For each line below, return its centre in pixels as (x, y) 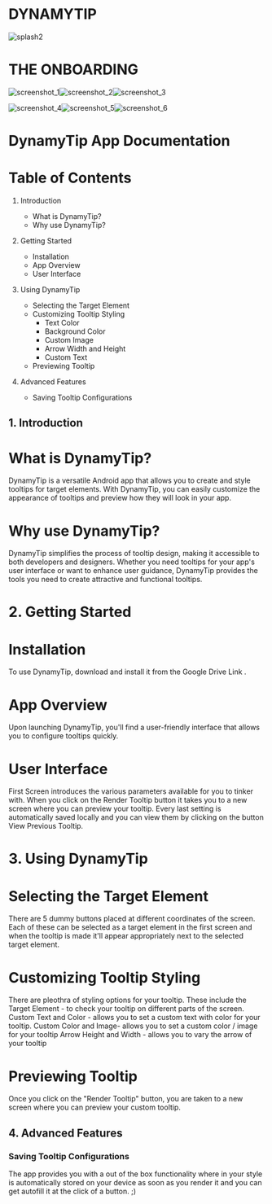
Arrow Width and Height (85, 348)
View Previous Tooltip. (46, 826)
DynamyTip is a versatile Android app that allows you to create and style (129, 480)
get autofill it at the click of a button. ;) (72, 1191)
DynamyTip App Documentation (119, 141)
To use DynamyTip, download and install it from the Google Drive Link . (127, 672)
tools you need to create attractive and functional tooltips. (105, 580)
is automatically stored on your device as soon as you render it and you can (135, 1182)
